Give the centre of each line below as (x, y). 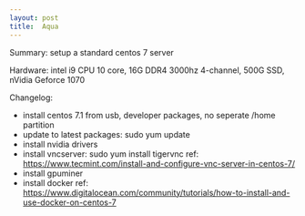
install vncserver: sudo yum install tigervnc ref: (111, 154)
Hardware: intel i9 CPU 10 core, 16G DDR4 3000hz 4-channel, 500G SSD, (147, 70)
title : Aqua (34, 26)
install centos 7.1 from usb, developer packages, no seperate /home (149, 115)
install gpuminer (53, 173)
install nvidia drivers (60, 144)
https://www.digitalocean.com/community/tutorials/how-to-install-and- (156, 192)
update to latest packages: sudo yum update (107, 134)
